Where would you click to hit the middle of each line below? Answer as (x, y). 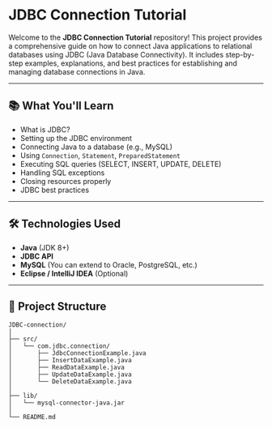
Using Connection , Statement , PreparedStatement (100, 155)
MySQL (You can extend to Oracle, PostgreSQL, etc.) (109, 264)
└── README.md (32, 417)
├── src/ (23, 339)
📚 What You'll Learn (61, 106)
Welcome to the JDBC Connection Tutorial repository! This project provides (136, 37)
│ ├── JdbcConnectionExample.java (78, 353)
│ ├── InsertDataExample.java (70, 361)
